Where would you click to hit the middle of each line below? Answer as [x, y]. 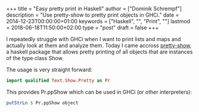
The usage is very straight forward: [49, 70]
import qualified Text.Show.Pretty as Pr [58, 80]
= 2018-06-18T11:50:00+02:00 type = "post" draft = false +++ [83, 27]
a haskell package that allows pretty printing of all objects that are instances [99, 52]
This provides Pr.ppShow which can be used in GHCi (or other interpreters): [99, 92]
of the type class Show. [35, 58]
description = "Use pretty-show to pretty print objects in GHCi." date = [93, 15]
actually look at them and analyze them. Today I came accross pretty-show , [99, 45]
